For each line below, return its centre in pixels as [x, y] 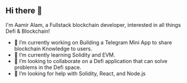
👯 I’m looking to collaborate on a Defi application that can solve [91, 61]
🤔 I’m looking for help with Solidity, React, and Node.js [80, 73]
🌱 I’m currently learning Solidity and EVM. [65, 55]
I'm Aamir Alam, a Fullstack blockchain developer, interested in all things [93, 25]
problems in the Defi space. [48, 67]
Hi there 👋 [24, 11]
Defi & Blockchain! [28, 31]
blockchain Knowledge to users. [53, 49]
